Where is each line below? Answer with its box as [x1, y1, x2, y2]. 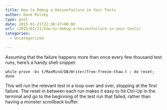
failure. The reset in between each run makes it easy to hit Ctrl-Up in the [5, 88, 155, 94]
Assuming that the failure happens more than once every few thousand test [5, 54, 162, 60]
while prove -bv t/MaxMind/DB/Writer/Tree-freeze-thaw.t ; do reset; [5, 69, 155, 74]
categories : [5, 31, 30, 36]
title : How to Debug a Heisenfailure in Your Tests [5, 7, 116, 13]
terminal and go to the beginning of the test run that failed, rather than [5, 93, 151, 99]
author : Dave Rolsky [5, 12, 49, 17]
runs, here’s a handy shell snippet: [5, 59, 77, 65]
